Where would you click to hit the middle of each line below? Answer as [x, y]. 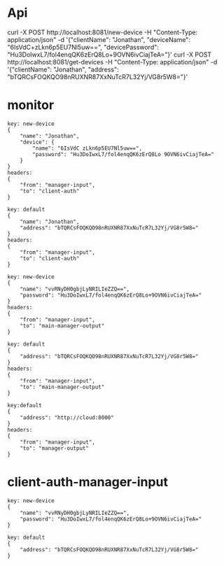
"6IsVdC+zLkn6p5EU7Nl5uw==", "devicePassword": [83, 47]
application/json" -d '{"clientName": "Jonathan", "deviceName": [99, 39]
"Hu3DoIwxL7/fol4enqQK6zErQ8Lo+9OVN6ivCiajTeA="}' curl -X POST [110, 55]
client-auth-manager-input [87, 482]
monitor [31, 105]
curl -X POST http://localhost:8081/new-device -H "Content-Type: [103, 32]
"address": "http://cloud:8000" [67, 418]
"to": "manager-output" [55, 448]
